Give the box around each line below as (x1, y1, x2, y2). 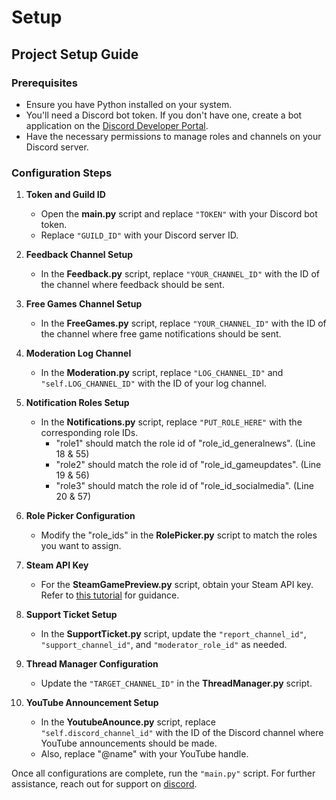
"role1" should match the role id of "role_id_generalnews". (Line (55, 437, 316, 450)
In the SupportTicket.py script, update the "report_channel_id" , (40, 628, 307, 640)
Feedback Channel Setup (25, 249, 134, 261)
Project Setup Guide (11, 46, 139, 63)
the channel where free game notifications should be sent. (40, 328, 282, 340)
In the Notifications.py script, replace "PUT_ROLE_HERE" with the (40, 416, 303, 428)
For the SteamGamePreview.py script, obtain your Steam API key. (40, 579, 314, 591)
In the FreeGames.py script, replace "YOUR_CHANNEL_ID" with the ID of (40, 317, 327, 330)
